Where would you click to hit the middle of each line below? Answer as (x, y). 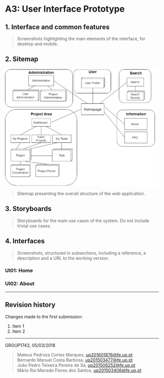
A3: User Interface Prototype (65, 9)
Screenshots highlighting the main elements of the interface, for (81, 39)
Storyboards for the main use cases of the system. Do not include (83, 220)
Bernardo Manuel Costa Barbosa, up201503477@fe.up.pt (75, 360)
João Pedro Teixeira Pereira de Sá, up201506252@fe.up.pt (76, 365)
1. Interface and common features (57, 27)
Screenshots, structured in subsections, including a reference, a (82, 253)
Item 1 (18, 326)
